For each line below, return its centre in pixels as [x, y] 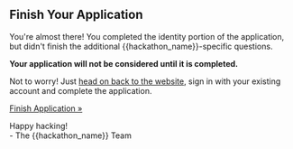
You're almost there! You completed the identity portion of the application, [147, 36]
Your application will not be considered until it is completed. [124, 63]
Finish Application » [46, 108]
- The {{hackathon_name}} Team [71, 135]
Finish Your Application [76, 15]
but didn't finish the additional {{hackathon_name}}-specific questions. [141, 46]
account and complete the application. [81, 90]
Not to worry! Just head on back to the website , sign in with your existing [145, 81]
